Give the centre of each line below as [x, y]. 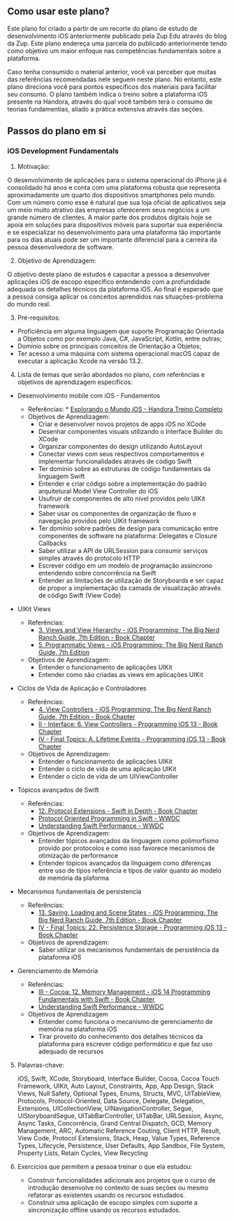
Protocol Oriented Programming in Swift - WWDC [109, 818]
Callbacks [52, 543]
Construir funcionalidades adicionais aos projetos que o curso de [122, 1180]
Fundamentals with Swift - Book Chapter [96, 999]
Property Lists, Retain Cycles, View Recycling [82, 1153]
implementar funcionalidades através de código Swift [115, 461]
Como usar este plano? [59, 12]
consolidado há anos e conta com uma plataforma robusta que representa [114, 187]
